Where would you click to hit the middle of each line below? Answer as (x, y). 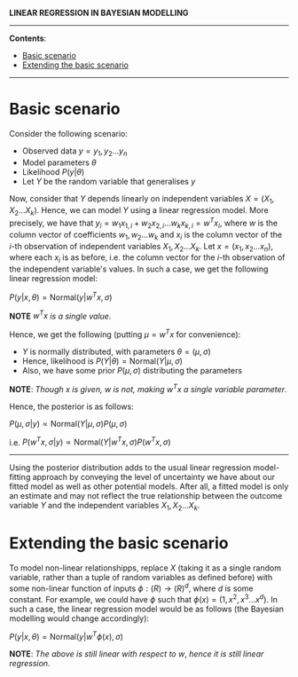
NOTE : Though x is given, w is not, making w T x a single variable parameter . (148, 388)
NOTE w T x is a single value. (60, 315)
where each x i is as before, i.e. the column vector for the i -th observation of (147, 259)
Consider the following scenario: (69, 133)
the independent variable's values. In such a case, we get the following (139, 269)
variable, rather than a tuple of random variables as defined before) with (141, 578)
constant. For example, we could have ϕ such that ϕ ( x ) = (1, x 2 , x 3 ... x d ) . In (143, 598)
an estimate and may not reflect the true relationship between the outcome (146, 496)
